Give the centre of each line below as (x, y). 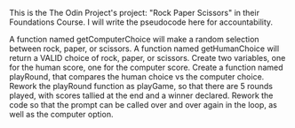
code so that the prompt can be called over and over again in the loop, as (143, 105)
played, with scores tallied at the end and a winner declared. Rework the (141, 95)
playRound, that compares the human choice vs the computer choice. (137, 77)
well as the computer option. (61, 114)
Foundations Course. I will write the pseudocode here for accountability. (141, 22)
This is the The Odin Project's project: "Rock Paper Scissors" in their (135, 13)
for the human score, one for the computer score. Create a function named (146, 67)
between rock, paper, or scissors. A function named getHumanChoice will (144, 49)
